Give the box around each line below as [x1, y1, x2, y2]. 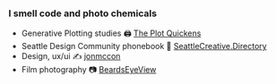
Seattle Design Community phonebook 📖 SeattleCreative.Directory [21, 41, 267, 52]
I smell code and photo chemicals [8, 7, 158, 20]
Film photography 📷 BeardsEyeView [21, 64, 157, 75]
